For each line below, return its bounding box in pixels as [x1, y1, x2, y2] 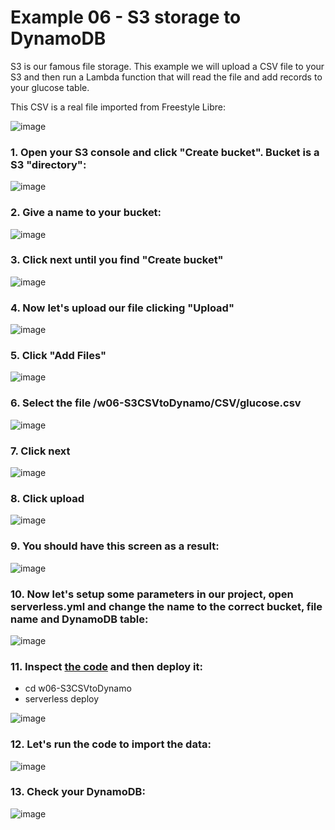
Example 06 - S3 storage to [10, 6, 242, 29]
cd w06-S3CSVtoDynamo [24, 682, 132, 695]
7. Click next [10, 444, 71, 458]
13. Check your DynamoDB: [10, 785, 146, 799]
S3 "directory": [10, 157, 87, 171]
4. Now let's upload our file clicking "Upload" [10, 301, 235, 315]
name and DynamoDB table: [10, 612, 149, 626]
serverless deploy [24, 693, 100, 705]
